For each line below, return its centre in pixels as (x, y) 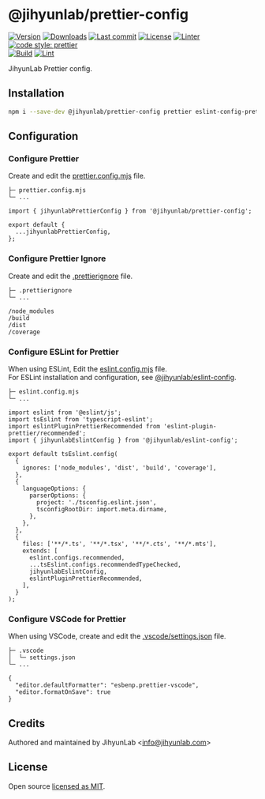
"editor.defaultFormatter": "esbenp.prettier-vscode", (107, 685)
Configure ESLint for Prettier (64, 352)
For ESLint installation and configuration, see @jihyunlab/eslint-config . (122, 377)
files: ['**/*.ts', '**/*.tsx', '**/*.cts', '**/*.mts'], (119, 544)
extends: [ (40, 551)
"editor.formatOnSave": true (63, 692)
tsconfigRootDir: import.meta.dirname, (102, 509)
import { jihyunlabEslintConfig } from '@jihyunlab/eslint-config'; (123, 440)
